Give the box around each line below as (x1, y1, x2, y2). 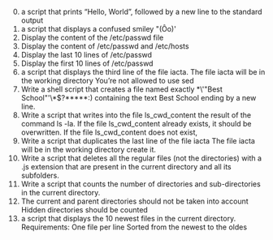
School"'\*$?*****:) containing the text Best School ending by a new (20, 93, 257, 102)
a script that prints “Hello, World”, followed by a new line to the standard (20, 7, 262, 16)
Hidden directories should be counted (20, 205, 149, 214)
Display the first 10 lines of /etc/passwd (20, 58, 154, 68)
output (20, 15, 44, 25)
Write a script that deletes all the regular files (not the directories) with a (20, 153, 262, 163)
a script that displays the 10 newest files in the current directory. (20, 214, 236, 223)
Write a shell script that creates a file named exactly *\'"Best (20, 84, 223, 94)
